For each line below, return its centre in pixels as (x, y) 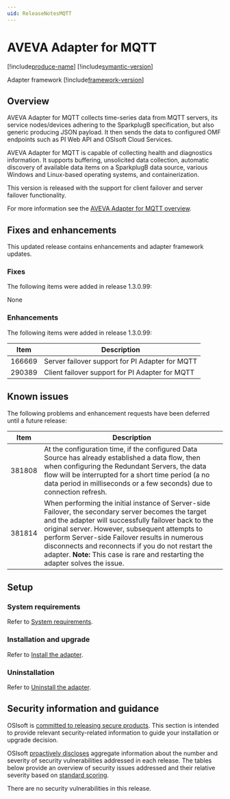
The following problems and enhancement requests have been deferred (108, 413)
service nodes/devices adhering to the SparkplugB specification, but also (111, 125)
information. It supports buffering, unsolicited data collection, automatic (108, 160)
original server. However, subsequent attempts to (124, 529)
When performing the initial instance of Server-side (127, 503)
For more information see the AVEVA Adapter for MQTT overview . (99, 208)
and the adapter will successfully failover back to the (129, 520)
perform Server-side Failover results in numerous (124, 537)
